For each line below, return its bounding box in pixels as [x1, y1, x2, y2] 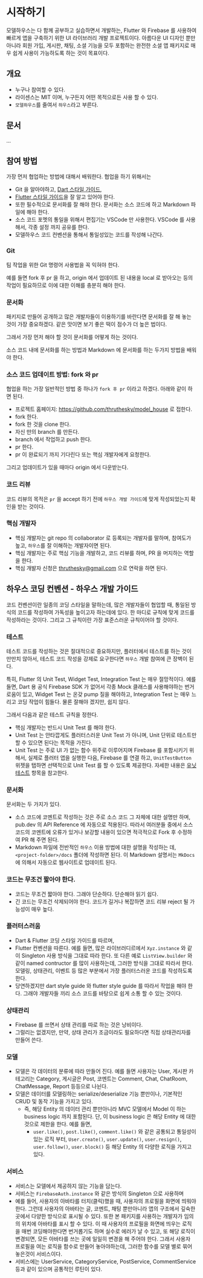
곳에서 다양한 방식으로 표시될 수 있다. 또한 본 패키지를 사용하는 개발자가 [14, 1212, 183, 1219]
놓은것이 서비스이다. [14, 1250, 62, 1257]
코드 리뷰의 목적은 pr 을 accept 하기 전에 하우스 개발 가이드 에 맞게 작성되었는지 [6, 495, 190, 502]
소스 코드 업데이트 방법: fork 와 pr [6, 370, 98, 378]
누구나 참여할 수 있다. [14, 86, 65, 93]
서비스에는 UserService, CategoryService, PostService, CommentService [14, 1257, 196, 1265]
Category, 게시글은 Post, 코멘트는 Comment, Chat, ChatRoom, [36, 1075, 188, 1082]
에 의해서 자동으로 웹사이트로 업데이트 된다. [14, 859, 117, 866]
